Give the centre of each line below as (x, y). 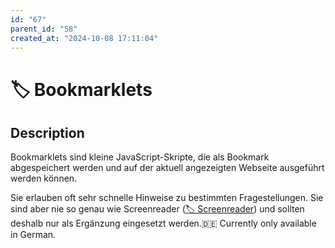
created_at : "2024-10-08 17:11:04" (84, 38)
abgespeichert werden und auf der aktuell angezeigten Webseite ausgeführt (167, 168)
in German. (33, 235)
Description (47, 132)
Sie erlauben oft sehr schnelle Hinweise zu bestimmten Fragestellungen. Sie (167, 198)
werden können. (44, 178)
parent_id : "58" (44, 29)
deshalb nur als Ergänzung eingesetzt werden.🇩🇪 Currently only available (163, 223)
